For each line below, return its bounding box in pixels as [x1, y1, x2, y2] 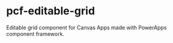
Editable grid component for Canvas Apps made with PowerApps [6, 24, 167, 31]
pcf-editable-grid [6, 4, 95, 18]
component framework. [6, 30, 65, 37]
